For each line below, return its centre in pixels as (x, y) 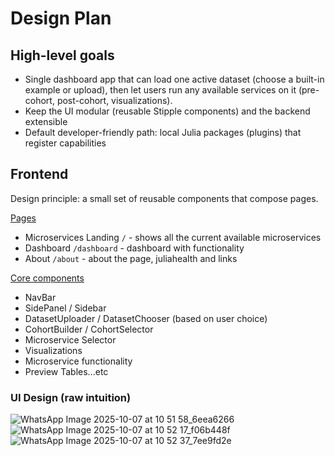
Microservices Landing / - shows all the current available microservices (173, 237)
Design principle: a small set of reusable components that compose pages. (164, 198)
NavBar (40, 297)
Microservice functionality (78, 361)
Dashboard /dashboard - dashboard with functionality (134, 248)
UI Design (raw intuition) (71, 397)
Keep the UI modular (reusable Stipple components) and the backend (167, 111)
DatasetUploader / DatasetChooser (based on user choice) (146, 318)
